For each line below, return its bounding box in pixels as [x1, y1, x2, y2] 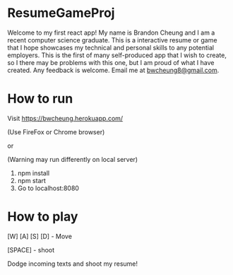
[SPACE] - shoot [7, 245, 55, 254]
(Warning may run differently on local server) [7, 155, 138, 163]
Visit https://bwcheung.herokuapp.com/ [7, 114, 124, 122]
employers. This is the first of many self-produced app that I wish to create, [7, 51, 227, 59]
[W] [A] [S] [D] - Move [7, 232, 73, 240]
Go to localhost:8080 [17, 184, 80, 192]
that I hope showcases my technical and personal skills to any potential [7, 43, 214, 52]
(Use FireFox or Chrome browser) [7, 127, 105, 136]
